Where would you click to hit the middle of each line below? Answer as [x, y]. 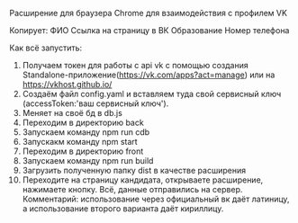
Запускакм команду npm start [80, 142]
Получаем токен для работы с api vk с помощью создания [135, 65]
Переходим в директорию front [83, 151]
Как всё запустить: [46, 48]
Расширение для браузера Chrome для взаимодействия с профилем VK [149, 13]
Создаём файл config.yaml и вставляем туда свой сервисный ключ [152, 94]
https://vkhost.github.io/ [67, 84]
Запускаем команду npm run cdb [86, 132]
